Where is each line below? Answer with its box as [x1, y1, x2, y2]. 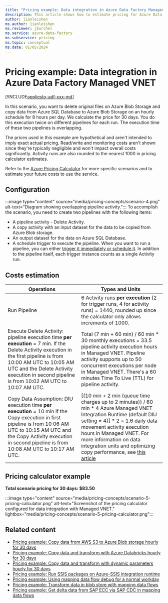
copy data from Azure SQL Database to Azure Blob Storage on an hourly [5, 108, 154, 114]
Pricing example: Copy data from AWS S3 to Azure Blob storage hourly [12, 539, 158, 545]
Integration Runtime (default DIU [80, 411, 157, 418]
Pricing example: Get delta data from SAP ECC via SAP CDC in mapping [12, 587, 160, 593]
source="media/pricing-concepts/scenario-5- [55, 495, 151, 501]
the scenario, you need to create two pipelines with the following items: [5, 209, 152, 215]
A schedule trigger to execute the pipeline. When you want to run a [12, 240, 151, 247]
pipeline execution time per [7, 334, 72, 341]
